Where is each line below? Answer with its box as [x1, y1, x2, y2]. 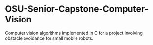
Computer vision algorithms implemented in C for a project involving [5, 30, 143, 36]
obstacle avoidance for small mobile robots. [5, 35, 94, 41]
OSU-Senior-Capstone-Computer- [5, 3, 149, 15]
